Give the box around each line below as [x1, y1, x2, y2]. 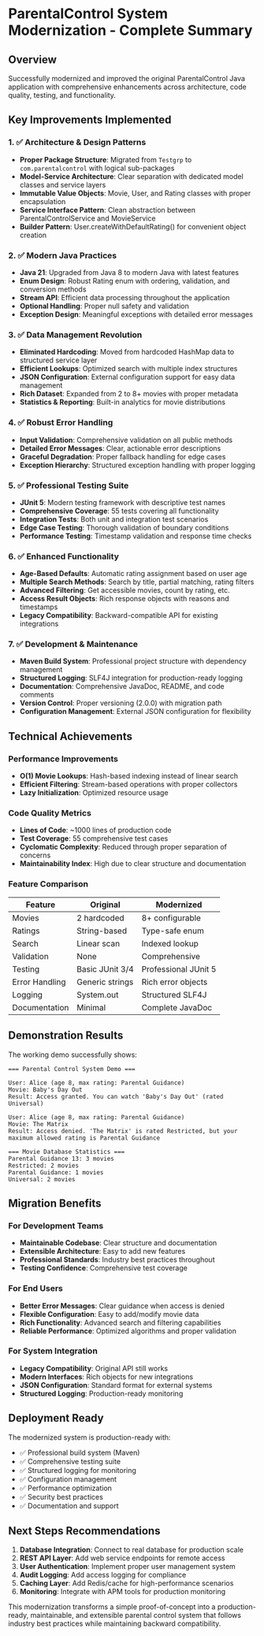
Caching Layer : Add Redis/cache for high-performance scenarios [19, 1578, 234, 1588]
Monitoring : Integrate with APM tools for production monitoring [19, 1587, 226, 1597]
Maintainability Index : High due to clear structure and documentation [19, 859, 247, 868]
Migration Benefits [8, 1196, 102, 1210]
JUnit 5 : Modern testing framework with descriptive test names [19, 497, 226, 507]
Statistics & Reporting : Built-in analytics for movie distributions [19, 397, 226, 407]
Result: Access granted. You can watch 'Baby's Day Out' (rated [8, 1092, 224, 1100]
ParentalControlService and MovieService [19, 214, 156, 223]
